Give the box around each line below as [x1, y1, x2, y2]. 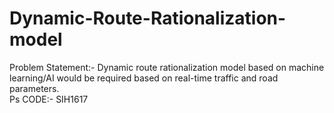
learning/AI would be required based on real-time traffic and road [9, 72, 279, 84]
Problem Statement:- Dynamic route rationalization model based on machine [9, 61, 325, 73]
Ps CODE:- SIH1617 [9, 93, 89, 105]
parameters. [9, 82, 60, 94]
